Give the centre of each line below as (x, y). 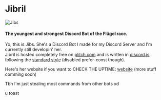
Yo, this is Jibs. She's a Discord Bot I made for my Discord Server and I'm (79, 44)
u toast (12, 93)
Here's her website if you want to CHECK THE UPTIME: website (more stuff (81, 69)
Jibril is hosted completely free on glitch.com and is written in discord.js (77, 55)
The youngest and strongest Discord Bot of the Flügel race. (66, 33)
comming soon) (21, 74)
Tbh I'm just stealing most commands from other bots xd (62, 84)
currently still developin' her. (34, 50)
